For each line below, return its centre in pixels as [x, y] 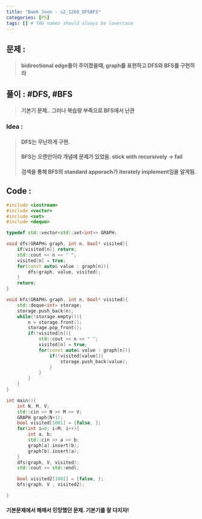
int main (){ [21, 400]
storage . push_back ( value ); [94, 361]
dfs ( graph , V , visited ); [48, 462]
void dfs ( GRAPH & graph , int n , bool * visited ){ [67, 244]
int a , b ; [40, 434]
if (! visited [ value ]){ [76, 356]
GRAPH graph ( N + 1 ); [40, 417]
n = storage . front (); [55, 322]
